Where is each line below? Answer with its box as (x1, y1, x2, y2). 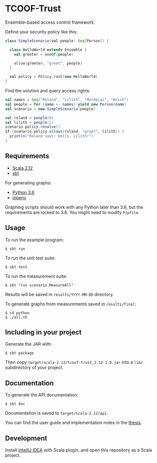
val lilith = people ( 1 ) (5, 120, 54, 125)
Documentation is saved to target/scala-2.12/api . (5, 410, 108, 416)
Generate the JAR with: (5, 341, 52, 347)
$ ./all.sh (5, 315, 28, 320)
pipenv (12, 194, 27, 200)
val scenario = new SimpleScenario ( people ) (5, 107, 96, 111)
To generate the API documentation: (5, 392, 79, 398)
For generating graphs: (5, 179, 52, 185)
